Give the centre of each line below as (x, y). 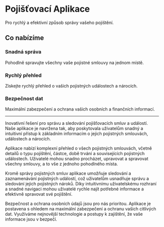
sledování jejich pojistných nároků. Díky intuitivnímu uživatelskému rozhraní (81, 184)
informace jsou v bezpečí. (31, 219)
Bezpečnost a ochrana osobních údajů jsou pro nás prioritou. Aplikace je (78, 204)
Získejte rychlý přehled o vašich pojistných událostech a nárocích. (72, 86)
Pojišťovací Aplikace (48, 9)
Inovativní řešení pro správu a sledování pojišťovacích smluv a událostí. (76, 123)
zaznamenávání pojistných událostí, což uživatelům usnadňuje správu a (77, 179)
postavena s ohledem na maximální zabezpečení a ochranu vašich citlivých (81, 209)
